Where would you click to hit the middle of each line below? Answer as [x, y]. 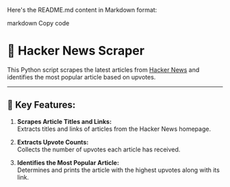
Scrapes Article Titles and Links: [64, 121]
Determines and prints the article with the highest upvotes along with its [118, 170]
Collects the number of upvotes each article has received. [99, 149]
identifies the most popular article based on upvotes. [81, 77]
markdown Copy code [38, 23]
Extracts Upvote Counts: [53, 142]
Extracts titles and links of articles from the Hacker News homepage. [114, 129]
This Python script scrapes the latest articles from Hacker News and [103, 70]
